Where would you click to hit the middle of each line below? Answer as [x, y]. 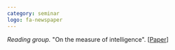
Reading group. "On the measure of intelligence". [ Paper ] [88, 39]
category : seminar [33, 13]
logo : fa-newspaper [35, 20]
